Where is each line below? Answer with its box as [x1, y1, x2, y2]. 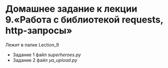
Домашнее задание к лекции [5, 3, 137, 15]
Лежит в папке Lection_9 [5, 41, 59, 48]
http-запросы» [5, 25, 73, 36]
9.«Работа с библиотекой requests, [5, 14, 163, 26]
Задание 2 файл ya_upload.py [12, 57, 78, 63]
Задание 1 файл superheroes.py [12, 52, 81, 58]
